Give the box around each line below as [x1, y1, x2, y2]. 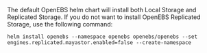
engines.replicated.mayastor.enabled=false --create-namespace [7, 39, 192, 46]
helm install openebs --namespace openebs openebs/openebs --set [7, 33, 197, 40]
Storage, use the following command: [7, 20, 113, 28]
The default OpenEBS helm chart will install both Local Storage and [7, 6, 197, 14]
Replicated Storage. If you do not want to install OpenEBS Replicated [7, 13, 201, 21]
